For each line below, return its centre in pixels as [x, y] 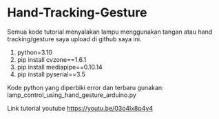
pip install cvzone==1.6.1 [52, 59]
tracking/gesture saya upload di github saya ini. [74, 39]
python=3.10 [35, 52]
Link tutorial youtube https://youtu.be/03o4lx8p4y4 [80, 108]
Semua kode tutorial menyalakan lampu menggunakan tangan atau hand [110, 32]
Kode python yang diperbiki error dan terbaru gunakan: [85, 87]
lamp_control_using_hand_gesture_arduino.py [72, 95]
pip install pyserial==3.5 [51, 74]
